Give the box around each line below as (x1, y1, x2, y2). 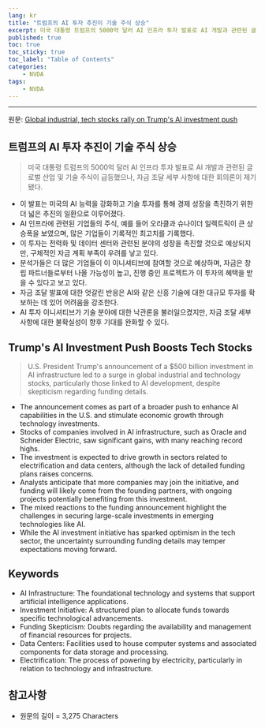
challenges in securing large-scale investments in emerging (19, 511, 215, 521)
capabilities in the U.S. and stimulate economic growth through (19, 411, 224, 420)
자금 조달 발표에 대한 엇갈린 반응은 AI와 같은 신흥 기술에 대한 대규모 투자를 (19, 288, 247, 297)
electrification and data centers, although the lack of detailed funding (19, 461, 245, 470)
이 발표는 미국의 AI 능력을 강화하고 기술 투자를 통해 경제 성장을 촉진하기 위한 (19, 199, 254, 209)
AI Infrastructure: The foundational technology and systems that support (19, 588, 256, 598)
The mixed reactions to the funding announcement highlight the (19, 502, 227, 512)
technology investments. (19, 419, 100, 428)
